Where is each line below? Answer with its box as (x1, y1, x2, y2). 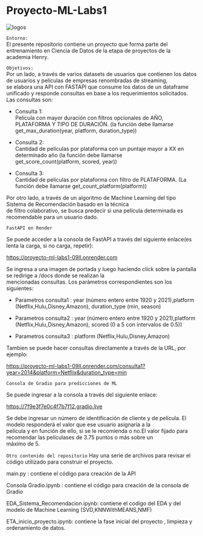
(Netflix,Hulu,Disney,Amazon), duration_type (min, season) (14, 302, 161, 310)
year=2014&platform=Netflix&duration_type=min (6, 369, 127, 376)
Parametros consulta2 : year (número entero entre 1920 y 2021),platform (14, 314, 196, 322)
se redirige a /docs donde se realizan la (6, 272, 105, 279)
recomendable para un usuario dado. (6, 213, 98, 220)
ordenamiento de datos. (6, 524, 66, 531)
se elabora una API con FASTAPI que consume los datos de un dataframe (6, 83, 189, 91)
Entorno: (6, 35, 28, 41)
